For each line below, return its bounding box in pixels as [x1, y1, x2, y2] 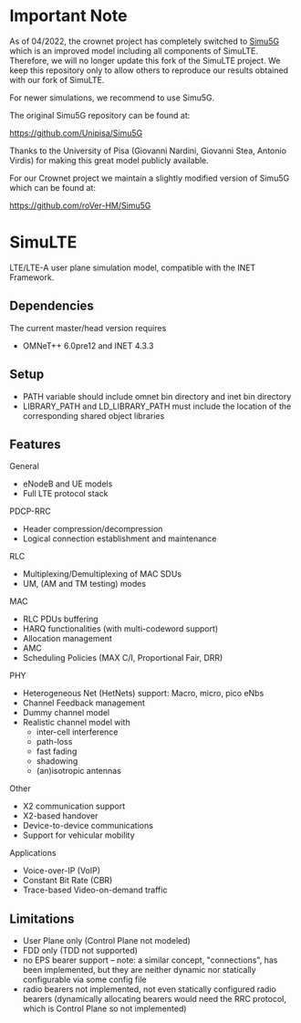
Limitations [9, 911, 75, 926]
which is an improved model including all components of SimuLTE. [9, 45, 258, 56]
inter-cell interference [36, 726, 119, 737]
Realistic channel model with [22, 717, 130, 728]
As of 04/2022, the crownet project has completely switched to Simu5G [9, 36, 280, 47]
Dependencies [9, 298, 94, 314]
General [9, 461, 39, 472]
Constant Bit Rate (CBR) [22, 875, 113, 886]
